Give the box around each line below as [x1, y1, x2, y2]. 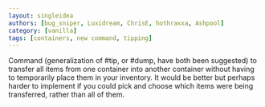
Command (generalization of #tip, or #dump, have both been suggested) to [8, 56, 257, 65]
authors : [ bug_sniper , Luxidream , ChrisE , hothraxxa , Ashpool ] [8, 19, 225, 27]
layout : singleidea [8, 11, 74, 20]
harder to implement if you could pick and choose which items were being [8, 81, 254, 91]
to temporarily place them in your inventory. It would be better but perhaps [8, 73, 255, 82]
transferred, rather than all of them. [8, 89, 125, 100]
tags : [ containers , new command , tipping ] [8, 34, 153, 42]
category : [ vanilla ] [8, 26, 78, 34]
